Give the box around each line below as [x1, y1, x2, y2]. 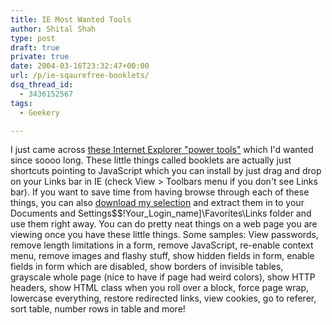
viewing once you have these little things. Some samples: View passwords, [10, 229, 319, 241]
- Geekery [19, 107, 60, 118]
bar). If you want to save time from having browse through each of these [10, 186, 310, 198]
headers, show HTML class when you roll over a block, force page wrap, [10, 282, 310, 294]
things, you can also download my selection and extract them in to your [10, 197, 305, 209]
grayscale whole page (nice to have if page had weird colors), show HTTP [10, 271, 316, 283]
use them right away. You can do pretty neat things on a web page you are [10, 218, 318, 230]
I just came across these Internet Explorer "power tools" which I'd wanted [10, 144, 314, 156]
